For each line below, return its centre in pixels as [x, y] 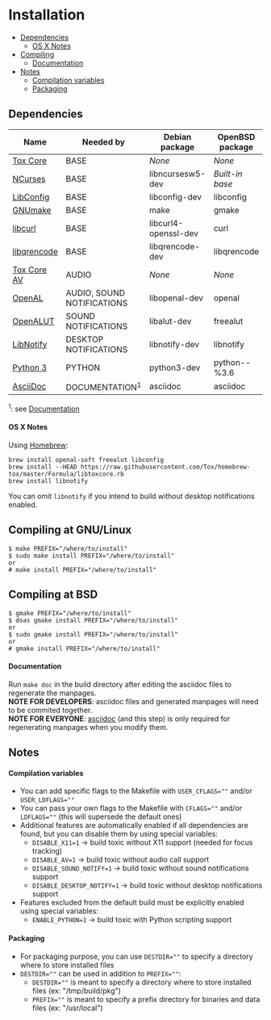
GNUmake [32, 210]
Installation [47, 15]
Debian [177, 136]
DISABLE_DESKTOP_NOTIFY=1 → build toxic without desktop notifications [147, 885]
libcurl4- [166, 223]
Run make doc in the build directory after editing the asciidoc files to [120, 684]
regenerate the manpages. [52, 693]
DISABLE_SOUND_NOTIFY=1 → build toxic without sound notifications [140, 868]
